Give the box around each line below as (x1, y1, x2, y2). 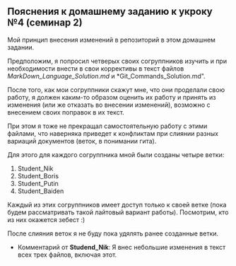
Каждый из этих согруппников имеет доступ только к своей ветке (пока (7, 200, 227, 209)
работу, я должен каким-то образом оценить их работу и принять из (7, 93, 216, 101)
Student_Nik (17, 164, 54, 173)
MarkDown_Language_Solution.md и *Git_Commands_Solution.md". (7, 71, 206, 80)
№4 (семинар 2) (7, 17, 83, 29)
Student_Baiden (17, 187, 64, 195)
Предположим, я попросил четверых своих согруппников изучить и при (7, 57, 228, 65)
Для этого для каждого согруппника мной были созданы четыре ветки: (7, 150, 225, 158)
